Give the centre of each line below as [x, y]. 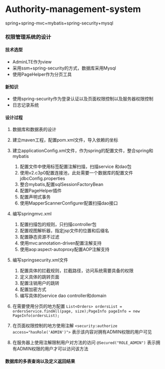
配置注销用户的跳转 [40, 283]
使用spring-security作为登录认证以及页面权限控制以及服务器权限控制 [83, 99]
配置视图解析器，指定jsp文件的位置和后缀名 [64, 230]
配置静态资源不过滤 [40, 237]
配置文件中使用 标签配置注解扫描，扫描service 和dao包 [76, 166]
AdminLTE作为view [32, 62]
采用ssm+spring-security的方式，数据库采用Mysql [64, 68]
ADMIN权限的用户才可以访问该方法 [53, 349]
